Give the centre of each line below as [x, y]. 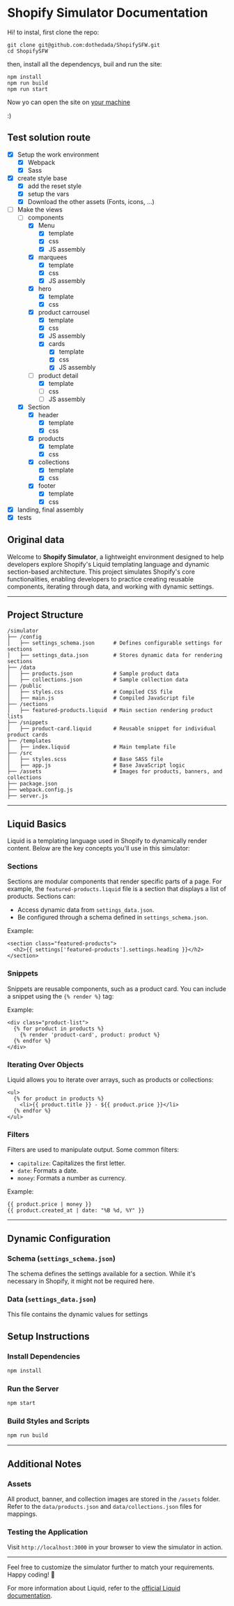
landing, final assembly [50, 509]
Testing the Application [48, 1532]
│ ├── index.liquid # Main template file [92, 747]
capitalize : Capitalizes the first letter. [71, 1163]
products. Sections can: [41, 897]
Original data [36, 540]
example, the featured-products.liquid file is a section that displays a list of [117, 889]
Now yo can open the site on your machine [69, 102]
